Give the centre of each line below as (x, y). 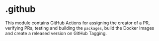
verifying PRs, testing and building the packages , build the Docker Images (80, 28)
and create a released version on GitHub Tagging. (56, 33)
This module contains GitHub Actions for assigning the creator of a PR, (78, 23)
